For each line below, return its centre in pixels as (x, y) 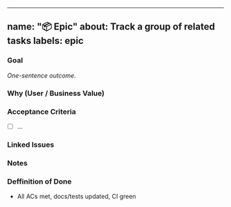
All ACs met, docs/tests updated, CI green (76, 197)
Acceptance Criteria (42, 112)
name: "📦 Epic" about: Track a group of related (111, 27)
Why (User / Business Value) (56, 93)
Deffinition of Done (40, 181)
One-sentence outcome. (42, 75)
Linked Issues (31, 145)
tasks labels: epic (45, 41)
